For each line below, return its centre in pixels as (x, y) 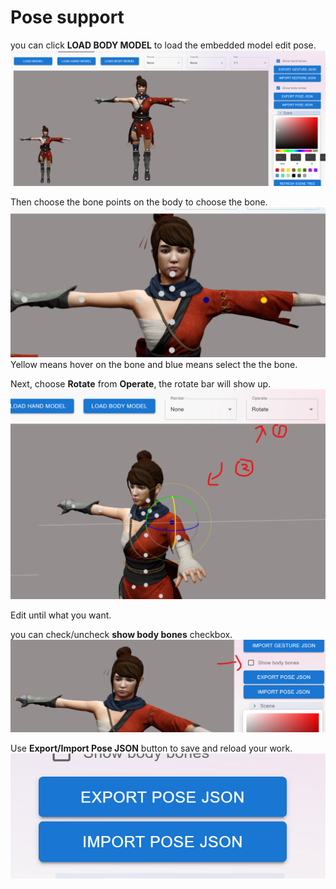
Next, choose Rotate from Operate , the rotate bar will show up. (141, 384)
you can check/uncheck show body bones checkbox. (121, 634)
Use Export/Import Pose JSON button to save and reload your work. (151, 748)
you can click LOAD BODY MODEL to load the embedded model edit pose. (163, 45)
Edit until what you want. (61, 615)
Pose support (67, 17)
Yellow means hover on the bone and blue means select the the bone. (154, 365)
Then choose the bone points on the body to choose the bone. (139, 202)
